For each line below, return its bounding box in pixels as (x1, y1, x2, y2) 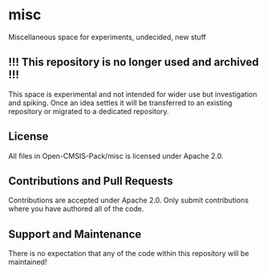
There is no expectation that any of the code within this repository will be (8, 249, 250, 259)
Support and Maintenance (8, 227, 142, 241)
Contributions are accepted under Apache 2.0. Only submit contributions (8, 195, 249, 206)
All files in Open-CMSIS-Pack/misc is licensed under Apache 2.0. (8, 151, 224, 161)
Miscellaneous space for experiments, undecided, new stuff (8, 32, 207, 42)
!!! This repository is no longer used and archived (8, 55, 259, 69)
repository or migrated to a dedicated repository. (8, 106, 170, 116)
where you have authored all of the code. (8, 204, 144, 214)
